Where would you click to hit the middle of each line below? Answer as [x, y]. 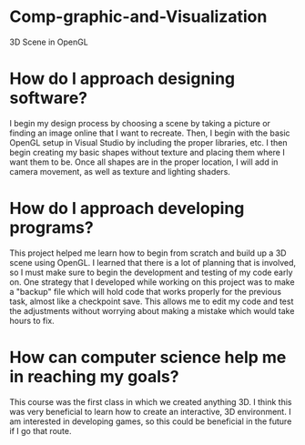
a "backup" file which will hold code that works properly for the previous [146, 291]
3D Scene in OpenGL [49, 42]
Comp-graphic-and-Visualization [138, 17]
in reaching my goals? [94, 377]
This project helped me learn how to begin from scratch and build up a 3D [148, 253]
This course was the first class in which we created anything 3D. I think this [151, 401]
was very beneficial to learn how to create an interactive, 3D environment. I [150, 411]
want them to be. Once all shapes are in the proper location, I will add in [144, 162]
